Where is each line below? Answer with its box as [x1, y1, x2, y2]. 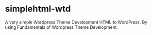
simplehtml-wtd [5, 3, 71, 14]
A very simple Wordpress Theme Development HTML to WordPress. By [5, 19, 148, 25]
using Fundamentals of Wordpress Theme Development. [5, 24, 118, 30]
